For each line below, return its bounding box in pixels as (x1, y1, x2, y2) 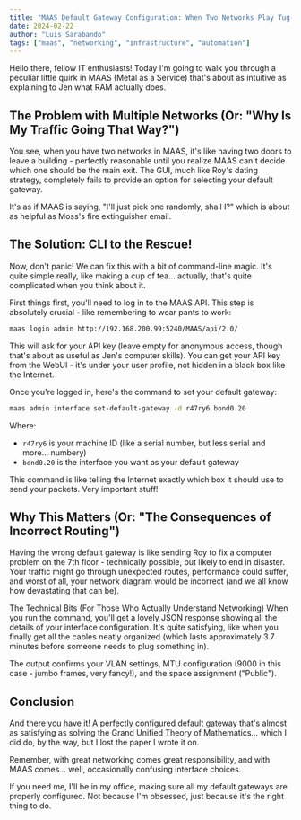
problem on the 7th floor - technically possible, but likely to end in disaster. (9, 557, 285, 568)
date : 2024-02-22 (9, 22, 74, 31)
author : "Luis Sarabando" (9, 30, 106, 39)
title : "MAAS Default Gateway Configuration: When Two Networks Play (9, 13, 275, 22)
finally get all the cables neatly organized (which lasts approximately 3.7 (9, 631, 275, 642)
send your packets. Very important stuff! (9, 483, 159, 494)
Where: (9, 419, 37, 431)
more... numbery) (21, 446, 87, 458)
